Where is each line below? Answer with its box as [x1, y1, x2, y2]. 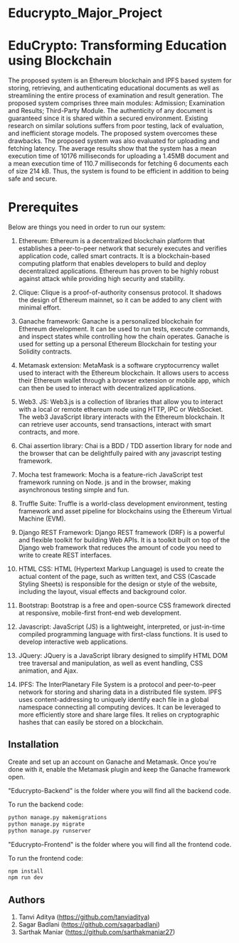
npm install [8, 868, 43, 875]
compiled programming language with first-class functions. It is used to [18, 630, 228, 639]
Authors [8, 894, 46, 906]
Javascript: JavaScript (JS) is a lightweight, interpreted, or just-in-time [18, 622, 225, 631]
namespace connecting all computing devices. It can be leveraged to [18, 703, 221, 712]
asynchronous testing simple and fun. [18, 486, 129, 494]
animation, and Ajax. [18, 666, 79, 675]
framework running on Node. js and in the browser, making [18, 478, 191, 486]
